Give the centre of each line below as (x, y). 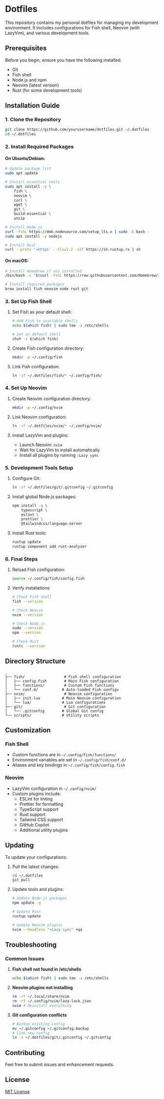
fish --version (28, 601)
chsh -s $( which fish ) (35, 339)
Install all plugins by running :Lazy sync (59, 455)
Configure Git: (26, 478)
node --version (28, 628)
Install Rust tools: (29, 533)
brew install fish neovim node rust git (47, 289)
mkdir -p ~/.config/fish (37, 357)
